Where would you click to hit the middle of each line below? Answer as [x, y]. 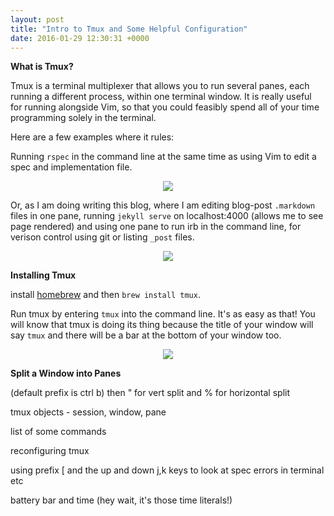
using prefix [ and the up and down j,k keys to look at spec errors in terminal [167, 470]
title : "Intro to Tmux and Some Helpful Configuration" [129, 29]
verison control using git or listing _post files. [102, 237]
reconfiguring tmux [50, 451]
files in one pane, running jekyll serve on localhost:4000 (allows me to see [167, 216]
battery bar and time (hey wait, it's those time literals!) [121, 500]
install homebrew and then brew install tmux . [105, 295]
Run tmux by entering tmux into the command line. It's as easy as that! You [163, 314]
